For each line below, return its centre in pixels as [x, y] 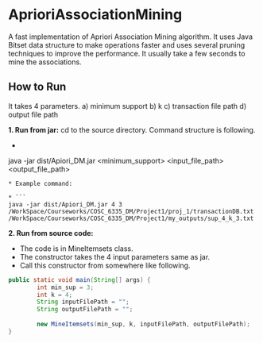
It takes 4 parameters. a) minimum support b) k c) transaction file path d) [128, 106]
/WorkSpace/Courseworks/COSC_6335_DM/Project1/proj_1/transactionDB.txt [131, 211]
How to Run [37, 87]
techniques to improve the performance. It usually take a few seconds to [127, 53]
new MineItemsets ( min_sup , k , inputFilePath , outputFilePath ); [143, 324]
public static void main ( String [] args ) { [79, 279]
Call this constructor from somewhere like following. [105, 265]
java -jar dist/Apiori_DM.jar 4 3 [66, 204]
